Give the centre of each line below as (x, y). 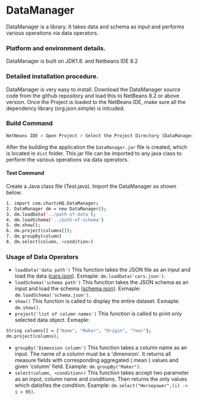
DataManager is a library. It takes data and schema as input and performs (95, 27)
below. (14, 192)
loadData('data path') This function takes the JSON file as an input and (102, 270)
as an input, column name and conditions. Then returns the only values (101, 379)
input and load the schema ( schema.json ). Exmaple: (77, 289)
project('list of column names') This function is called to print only (98, 314)
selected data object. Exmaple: (52, 320)
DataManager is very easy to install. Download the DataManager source (93, 89)
